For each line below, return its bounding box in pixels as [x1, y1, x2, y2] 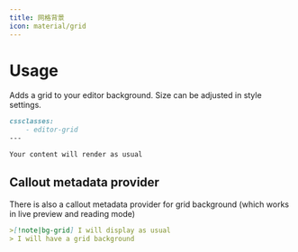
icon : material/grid [9, 22, 87, 31]
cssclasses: [9, 117, 54, 126]
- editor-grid [25, 125, 78, 135]
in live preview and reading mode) [9, 208, 136, 219]
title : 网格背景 [9, 13, 65, 22]
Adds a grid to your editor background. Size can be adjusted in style [9, 90, 263, 101]
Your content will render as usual [9, 150, 143, 159]
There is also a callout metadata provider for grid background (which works [9, 199, 290, 210]
